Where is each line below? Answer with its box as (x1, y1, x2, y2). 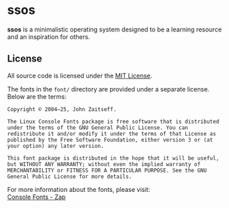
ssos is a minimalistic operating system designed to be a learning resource (7, 25, 222, 34)
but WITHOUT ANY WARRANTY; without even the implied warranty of (7, 161, 200, 168)
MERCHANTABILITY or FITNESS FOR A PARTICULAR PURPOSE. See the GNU (7, 167, 207, 174)
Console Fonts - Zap (7, 193, 66, 201)
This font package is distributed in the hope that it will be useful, (7, 154, 219, 162)
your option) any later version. (7, 142, 104, 149)
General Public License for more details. (7, 173, 132, 180)
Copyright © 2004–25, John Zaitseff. (7, 105, 117, 113)
